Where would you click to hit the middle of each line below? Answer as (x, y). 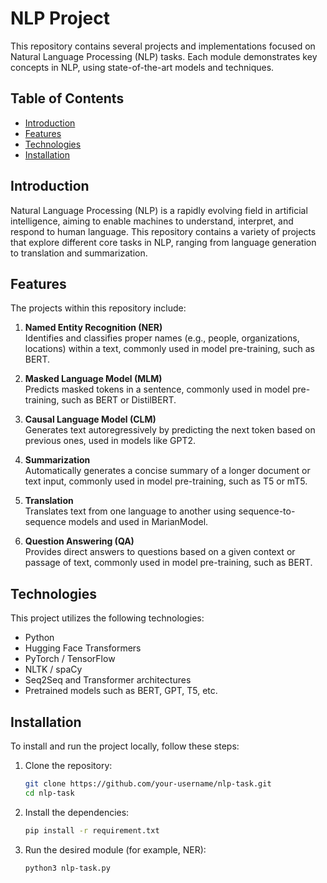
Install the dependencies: (77, 812)
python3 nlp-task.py (67, 868)
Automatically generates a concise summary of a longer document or (167, 471)
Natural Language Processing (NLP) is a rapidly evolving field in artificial (159, 210)
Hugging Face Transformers (83, 648)
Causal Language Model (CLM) (90, 419)
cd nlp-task (49, 793)
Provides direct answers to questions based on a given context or (160, 552)
